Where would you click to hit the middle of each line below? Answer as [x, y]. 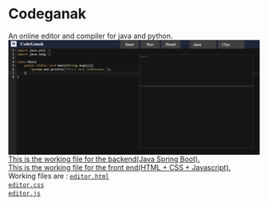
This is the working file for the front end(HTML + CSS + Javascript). [120, 167]
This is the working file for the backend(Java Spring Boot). [104, 159]
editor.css [26, 185]
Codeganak [47, 14]
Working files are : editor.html [59, 176]
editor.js [25, 193]
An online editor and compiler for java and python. [91, 36]
